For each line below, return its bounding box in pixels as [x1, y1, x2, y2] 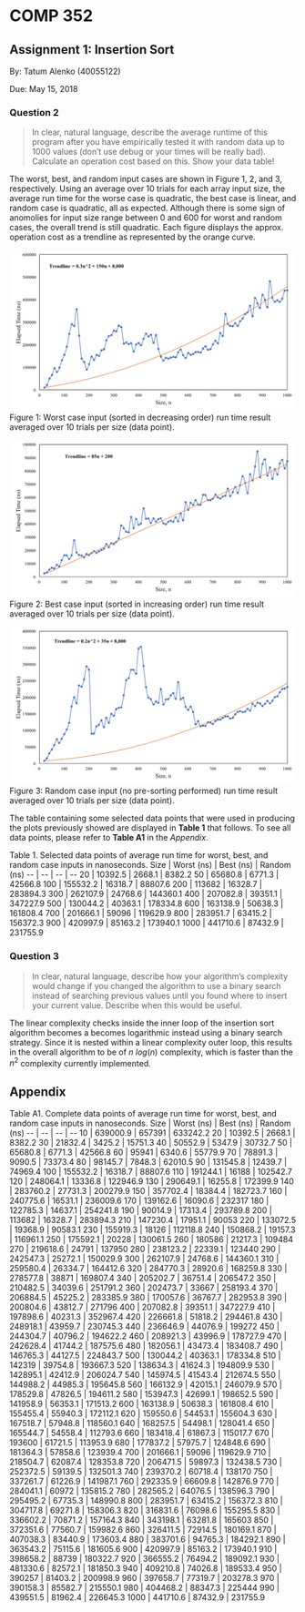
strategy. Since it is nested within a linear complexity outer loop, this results [9, 1036, 293, 1047]
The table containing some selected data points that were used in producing [9, 812, 296, 824]
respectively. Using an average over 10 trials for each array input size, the [9, 183, 285, 194]
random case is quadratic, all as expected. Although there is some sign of [9, 202, 286, 214]
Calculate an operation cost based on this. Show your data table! [31, 156, 275, 167]
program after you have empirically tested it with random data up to [31, 137, 285, 148]
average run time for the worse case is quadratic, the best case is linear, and [9, 193, 297, 204]
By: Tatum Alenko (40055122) [9, 66, 121, 77]
